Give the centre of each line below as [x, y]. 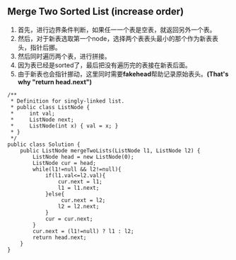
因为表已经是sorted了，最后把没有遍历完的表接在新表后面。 [105, 65]
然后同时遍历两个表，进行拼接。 [64, 56]
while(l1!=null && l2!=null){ [77, 169]
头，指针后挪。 [39, 47]
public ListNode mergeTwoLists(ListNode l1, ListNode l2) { [110, 151]
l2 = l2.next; [78, 206]
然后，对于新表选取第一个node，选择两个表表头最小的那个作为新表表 [118, 38]
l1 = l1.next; [78, 188]
